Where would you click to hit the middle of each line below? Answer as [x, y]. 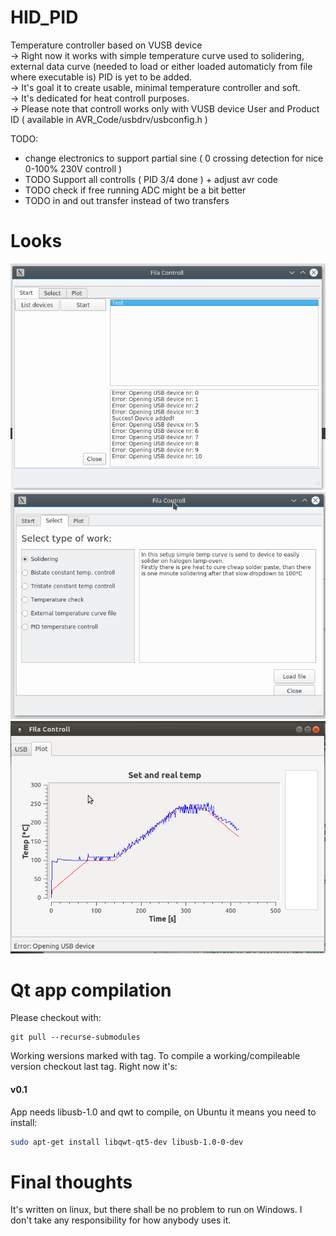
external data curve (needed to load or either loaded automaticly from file [161, 66]
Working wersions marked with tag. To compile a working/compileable [155, 1056]
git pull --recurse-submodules [75, 1037]
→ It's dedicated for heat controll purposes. [100, 98]
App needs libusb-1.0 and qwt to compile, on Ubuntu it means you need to [163, 1112]
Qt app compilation [91, 990]
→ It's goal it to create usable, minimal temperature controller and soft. [155, 87]
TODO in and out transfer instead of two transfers [127, 200]
